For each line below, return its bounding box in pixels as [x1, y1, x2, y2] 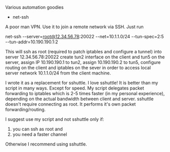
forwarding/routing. [5, 107, 46, 112]
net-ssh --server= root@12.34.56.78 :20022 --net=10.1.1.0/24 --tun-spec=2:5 [5, 34, 164, 39]
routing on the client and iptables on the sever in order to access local [5, 65, 151, 70]
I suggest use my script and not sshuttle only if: [5, 116, 104, 122]
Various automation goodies [5, 5, 64, 10]
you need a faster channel [12, 131, 67, 137]
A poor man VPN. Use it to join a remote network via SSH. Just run [5, 24, 144, 30]
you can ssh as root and [12, 126, 63, 132]
